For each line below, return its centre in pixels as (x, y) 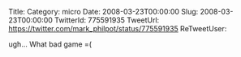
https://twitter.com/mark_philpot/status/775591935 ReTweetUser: (118, 28)
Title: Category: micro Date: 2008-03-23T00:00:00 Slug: (103, 12)
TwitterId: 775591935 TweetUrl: (107, 20)
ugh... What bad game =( (50, 44)
